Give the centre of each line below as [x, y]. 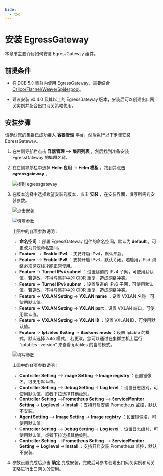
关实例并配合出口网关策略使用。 [44, 106]
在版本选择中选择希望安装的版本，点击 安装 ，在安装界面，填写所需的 [81, 194]
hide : [10, 9]
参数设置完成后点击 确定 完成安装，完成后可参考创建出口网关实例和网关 [83, 463]
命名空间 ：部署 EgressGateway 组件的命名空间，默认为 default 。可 [88, 242]
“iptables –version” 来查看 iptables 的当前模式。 [67, 345]
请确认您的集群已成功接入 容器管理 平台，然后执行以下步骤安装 [68, 135]
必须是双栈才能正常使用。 [49, 266]
